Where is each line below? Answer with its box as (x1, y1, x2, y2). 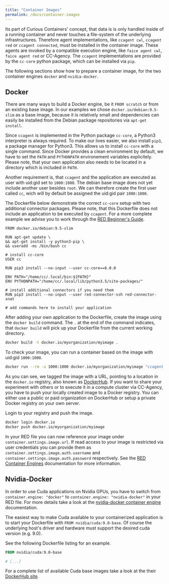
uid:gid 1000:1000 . (5, 355, 43, 361)
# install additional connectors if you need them (5, 288, 114, 293)
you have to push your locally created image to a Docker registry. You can (5, 389, 159, 396)
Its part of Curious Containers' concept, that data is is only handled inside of (5, 26, 164, 32)
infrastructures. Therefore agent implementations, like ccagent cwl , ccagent (5, 36, 162, 43)
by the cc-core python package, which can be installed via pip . (5, 58, 136, 64)
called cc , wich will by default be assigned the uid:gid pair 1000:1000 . (5, 190, 148, 197)
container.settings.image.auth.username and (5, 449, 100, 455)
